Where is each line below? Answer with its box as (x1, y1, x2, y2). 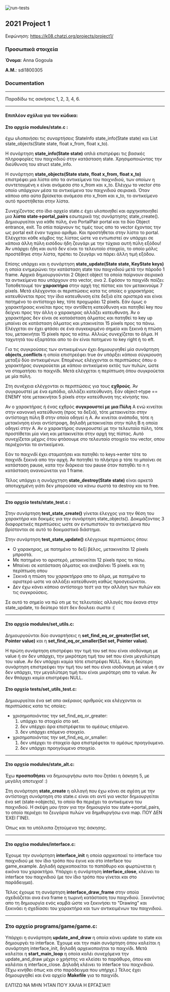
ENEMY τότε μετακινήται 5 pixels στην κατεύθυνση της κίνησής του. (5, 394, 149, 400)
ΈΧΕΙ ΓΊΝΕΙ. (5, 815, 30, 821)
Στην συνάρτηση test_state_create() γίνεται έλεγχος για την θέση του (5, 510, 154, 516)
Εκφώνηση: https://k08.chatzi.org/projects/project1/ (5, 33, 114, 39)
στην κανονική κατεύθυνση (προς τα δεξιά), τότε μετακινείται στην (5, 409, 147, 415)
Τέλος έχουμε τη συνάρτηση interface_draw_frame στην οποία (5, 889, 139, 896)
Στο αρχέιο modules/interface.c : (5, 841, 76, 847)
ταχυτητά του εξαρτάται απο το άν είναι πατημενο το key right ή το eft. (5, 337, 155, 343)
